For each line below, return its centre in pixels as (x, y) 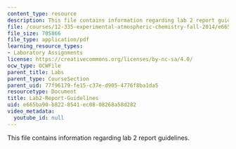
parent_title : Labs (36, 72)
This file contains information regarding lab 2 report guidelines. (98, 138)
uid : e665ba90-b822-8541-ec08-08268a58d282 (72, 105)
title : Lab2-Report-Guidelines (53, 99)
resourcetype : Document (42, 92)
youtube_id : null (39, 118)
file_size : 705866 (34, 33)
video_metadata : (31, 111)
